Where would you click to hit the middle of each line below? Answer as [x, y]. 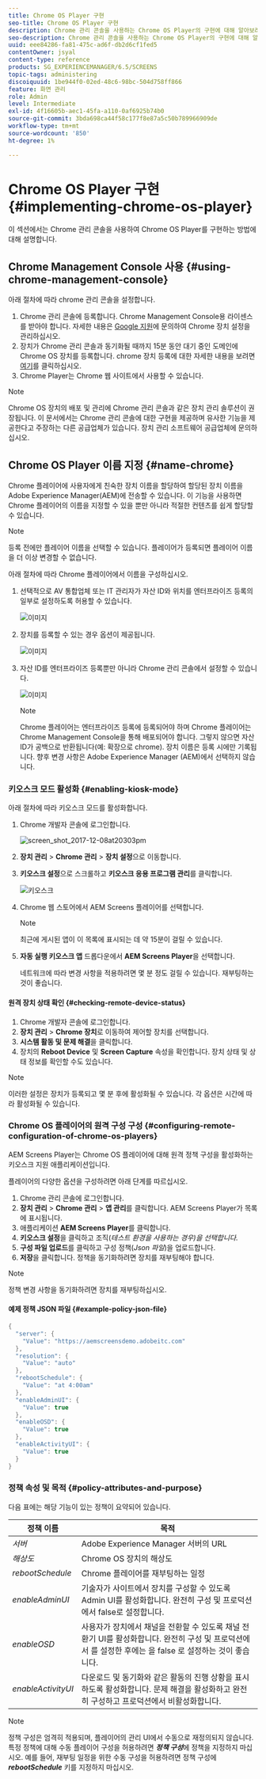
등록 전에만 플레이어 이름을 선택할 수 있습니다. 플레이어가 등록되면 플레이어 [123, 548]
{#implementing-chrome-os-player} [131, 206]
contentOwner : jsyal [42, 52]
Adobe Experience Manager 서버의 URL [154, 1543]
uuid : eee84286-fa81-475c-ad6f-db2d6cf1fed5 [83, 45]
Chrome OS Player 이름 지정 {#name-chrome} [121, 465]
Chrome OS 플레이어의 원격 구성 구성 [76, 1126]
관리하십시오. [40, 336]
